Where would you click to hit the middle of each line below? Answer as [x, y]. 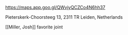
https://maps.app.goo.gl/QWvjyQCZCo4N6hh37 [55, 7]
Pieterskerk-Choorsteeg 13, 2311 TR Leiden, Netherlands [64, 17]
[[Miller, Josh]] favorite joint [34, 27]
